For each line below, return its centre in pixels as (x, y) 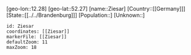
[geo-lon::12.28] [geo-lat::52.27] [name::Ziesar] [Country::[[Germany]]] (96, 9)
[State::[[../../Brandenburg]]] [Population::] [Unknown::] (76, 15)
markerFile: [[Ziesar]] (37, 37)
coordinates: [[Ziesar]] (38, 31)
